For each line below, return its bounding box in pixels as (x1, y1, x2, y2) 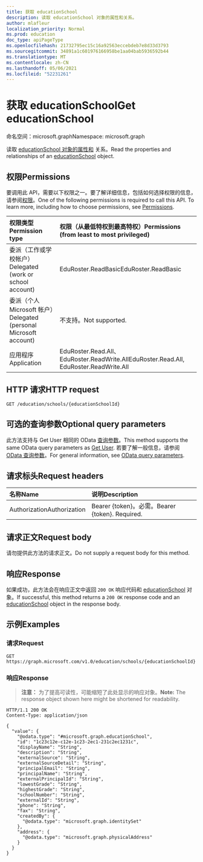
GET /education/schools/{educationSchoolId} (6, 401, 120, 407)
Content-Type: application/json (6, 712, 88, 718)
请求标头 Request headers (6, 471, 104, 482)
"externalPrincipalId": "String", (17, 776, 104, 782)
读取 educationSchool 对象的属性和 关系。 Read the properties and (6, 146, 171, 153)
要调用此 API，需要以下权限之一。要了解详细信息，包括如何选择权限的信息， (6, 189, 196, 196)
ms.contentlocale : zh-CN (6, 59, 69, 65)
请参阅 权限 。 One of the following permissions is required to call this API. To (6, 196, 195, 204)
